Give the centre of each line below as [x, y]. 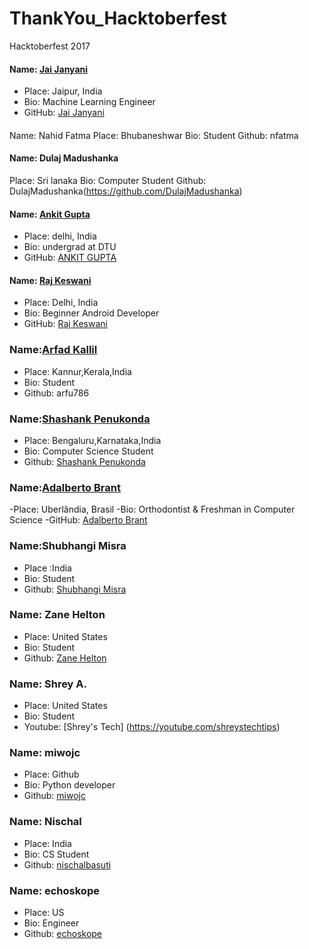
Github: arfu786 [56, 393]
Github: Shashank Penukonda [84, 461]
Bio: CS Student [56, 854]
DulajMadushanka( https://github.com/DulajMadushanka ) [126, 191]
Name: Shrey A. [48, 684]
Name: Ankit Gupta [50, 214]
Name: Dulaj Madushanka [64, 158]
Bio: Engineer [51, 923]
